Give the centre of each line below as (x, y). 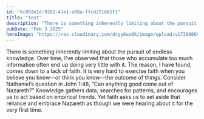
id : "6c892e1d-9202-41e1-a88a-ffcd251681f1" (63, 12)
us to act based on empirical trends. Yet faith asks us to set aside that (93, 97)
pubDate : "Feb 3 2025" (35, 29)
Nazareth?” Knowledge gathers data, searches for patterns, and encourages (102, 90)
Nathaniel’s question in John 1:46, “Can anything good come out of (90, 84)
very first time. (25, 110)
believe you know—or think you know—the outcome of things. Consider (96, 78)
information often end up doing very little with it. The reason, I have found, (99, 65)
